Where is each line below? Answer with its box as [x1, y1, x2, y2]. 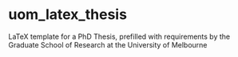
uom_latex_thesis [8, 6, 128, 24]
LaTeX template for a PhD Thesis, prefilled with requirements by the [8, 32, 230, 41]
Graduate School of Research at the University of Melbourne [8, 40, 208, 49]
